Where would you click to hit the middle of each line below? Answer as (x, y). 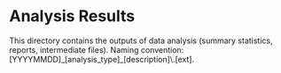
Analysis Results (72, 16)
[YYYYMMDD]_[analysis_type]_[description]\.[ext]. (102, 59)
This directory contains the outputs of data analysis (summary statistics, (141, 40)
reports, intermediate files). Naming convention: (97, 49)
